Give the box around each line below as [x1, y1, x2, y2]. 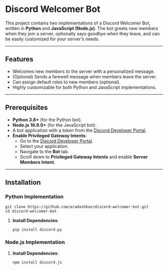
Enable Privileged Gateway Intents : [12, 132, 87, 138]
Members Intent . [19, 159, 55, 165]
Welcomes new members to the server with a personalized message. [12, 68, 155, 74]
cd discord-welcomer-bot [5, 209, 57, 214]
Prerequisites [5, 103, 48, 112]
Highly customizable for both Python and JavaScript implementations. [12, 84, 157, 90]
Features [5, 55, 33, 63]
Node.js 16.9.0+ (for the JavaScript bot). [12, 122, 97, 128]
